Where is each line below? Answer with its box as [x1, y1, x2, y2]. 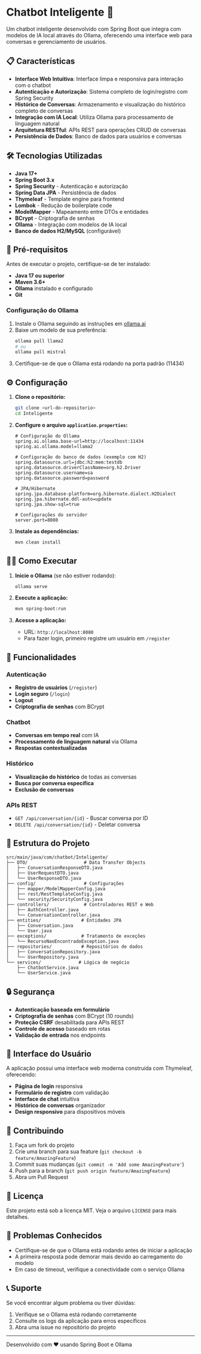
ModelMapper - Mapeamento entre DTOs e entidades [14, 208, 148, 215]
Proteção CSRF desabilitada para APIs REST [14, 1018, 124, 1026]
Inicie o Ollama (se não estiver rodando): [14, 572, 116, 579]
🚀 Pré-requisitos [6, 244, 68, 255]
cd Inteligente [14, 410, 53, 416]
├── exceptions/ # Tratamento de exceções [6, 933, 146, 939]
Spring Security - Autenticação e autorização [14, 183, 129, 190]
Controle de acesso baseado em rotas [14, 1025, 111, 1032]
